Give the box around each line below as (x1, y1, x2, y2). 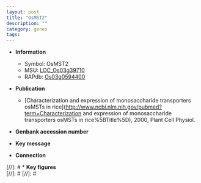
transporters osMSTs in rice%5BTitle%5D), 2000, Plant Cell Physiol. (24, 117, 196, 124)
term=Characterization (24, 110, 82, 117)
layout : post (6, 9, 40, 15)
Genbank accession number (15, 128, 89, 135)
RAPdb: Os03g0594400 (24, 73, 86, 81)
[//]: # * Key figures (6, 163, 56, 171)
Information (15, 48, 46, 56)
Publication (15, 85, 45, 92)
